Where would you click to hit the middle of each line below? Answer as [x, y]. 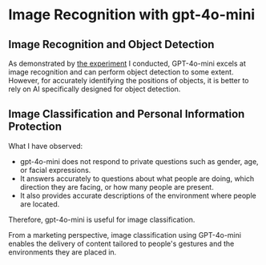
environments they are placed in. [62, 252]
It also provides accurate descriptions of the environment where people [138, 195]
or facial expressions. [55, 170]
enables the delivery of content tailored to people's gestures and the [121, 243]
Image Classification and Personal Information [127, 114]
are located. [40, 204]
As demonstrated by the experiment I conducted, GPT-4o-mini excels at [127, 63]
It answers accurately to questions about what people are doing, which [137, 179]
